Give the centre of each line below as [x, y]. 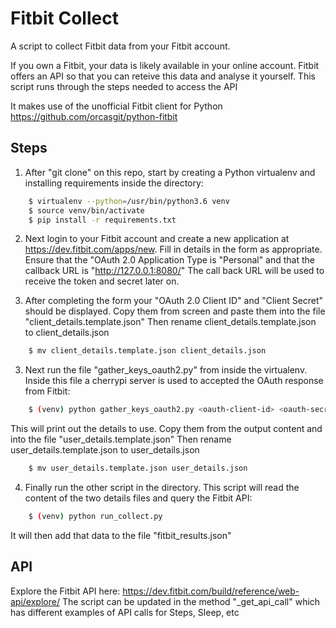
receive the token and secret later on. [102, 281]
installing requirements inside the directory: [114, 183]
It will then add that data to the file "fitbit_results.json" [121, 535]
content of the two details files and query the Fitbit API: [138, 498]
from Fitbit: [47, 391]
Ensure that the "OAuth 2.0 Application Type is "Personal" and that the [170, 260]
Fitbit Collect [64, 18]
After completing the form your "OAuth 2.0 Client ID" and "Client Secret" [174, 301]
